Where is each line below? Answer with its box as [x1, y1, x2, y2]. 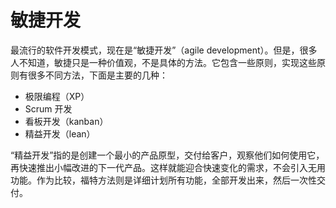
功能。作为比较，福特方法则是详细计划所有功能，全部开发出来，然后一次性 [10, 174, 317, 186]
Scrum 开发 [24, 102, 73, 115]
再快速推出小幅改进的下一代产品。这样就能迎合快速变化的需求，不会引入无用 [10, 161, 326, 173]
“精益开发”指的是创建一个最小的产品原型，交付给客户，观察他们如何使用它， [10, 149, 325, 161]
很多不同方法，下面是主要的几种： [27, 69, 168, 81]
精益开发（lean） [24, 127, 96, 140]
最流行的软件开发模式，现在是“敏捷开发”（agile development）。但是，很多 [10, 44, 318, 56]
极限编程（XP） [24, 90, 90, 102]
